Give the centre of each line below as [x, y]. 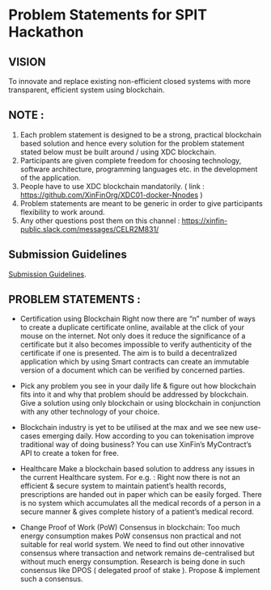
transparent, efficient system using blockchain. [87, 90]
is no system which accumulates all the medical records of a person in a [140, 504]
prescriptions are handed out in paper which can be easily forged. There [141, 495]
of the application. [50, 177]
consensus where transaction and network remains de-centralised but [137, 553]
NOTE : [26, 115]
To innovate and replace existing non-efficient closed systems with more [129, 81]
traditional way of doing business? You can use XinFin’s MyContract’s [136, 445]
